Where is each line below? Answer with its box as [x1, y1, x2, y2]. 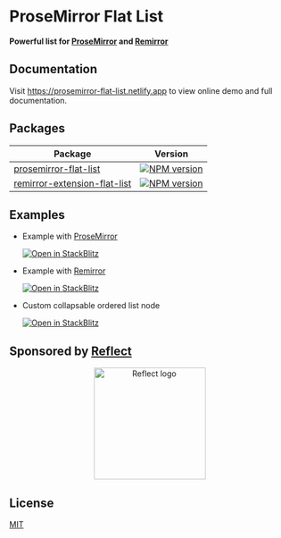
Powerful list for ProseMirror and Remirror [9, 36, 169, 46]
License [9, 495, 54, 510]
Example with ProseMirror [21, 231, 118, 242]
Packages [9, 121, 65, 136]
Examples [9, 207, 65, 223]
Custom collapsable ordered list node [21, 300, 161, 311]
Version [154, 147, 189, 160]
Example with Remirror [21, 265, 106, 276]
